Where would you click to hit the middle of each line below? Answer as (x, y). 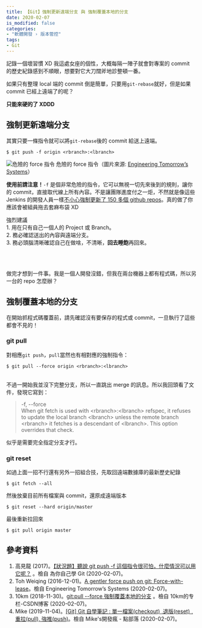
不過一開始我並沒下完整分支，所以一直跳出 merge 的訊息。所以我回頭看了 (98, 384)
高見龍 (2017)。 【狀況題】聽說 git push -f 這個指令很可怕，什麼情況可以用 (105, 566)
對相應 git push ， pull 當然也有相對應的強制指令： (67, 355)
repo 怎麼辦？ (41, 281)
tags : (13, 40)
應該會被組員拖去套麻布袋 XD (43, 207)
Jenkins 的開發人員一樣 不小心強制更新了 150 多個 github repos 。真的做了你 (99, 199)
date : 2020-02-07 (28, 17)
